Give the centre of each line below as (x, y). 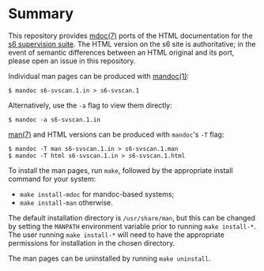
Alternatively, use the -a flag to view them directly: (90, 105)
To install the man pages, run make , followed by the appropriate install (121, 170)
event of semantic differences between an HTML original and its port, (121, 52)
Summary (41, 14)
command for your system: (52, 179)
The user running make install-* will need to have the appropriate (117, 235)
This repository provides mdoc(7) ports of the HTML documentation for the (130, 36)
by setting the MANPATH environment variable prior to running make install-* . (132, 226)
